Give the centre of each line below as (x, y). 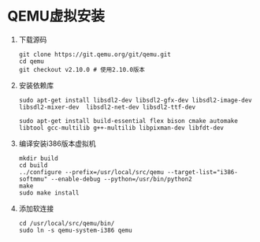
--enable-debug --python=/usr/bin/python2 (121, 179)
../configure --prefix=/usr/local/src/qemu (91, 172)
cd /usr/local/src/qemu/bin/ (67, 223)
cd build (33, 165)
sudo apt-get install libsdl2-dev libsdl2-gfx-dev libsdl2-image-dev (136, 100)
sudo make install (49, 193)
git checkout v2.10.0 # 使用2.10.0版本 (82, 69)
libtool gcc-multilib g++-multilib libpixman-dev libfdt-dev (121, 128)
